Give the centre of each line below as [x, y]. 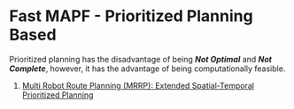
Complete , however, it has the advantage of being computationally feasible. [147, 69]
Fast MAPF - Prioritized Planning [132, 16]
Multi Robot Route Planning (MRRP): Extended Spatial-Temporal [138, 85]
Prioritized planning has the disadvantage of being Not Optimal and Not [141, 59]
